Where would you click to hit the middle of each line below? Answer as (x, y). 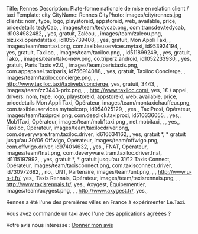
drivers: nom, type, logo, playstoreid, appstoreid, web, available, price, (92, 96)
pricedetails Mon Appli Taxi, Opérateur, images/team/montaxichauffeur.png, (98, 103)
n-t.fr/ (13, 178)
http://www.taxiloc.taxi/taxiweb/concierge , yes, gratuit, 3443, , (82, 84)
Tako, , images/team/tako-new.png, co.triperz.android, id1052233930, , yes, (99, 59)
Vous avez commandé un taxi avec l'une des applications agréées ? (89, 213)
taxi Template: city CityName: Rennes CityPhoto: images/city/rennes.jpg (94, 15)
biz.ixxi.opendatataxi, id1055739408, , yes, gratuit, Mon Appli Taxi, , (89, 40)
